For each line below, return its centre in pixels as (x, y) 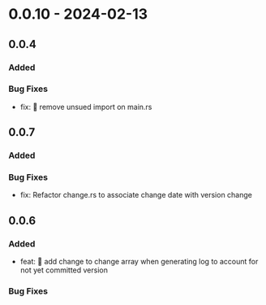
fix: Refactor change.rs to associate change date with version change (136, 195)
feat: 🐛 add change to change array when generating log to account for (139, 262)
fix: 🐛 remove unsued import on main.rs (86, 107)
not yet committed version (64, 270)
